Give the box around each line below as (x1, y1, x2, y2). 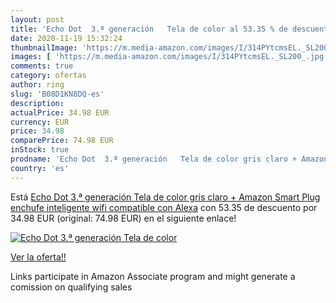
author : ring (10, 80, 65, 90)
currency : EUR (10, 117, 70, 127)
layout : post (10, 14, 65, 25)
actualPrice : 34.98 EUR (10, 107, 110, 118)
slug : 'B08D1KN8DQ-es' (10, 89, 105, 99)
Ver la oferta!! (10, 251, 67, 263)
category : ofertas (10, 71, 87, 81)
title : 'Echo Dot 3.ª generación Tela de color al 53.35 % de (10, 24, 288, 34)
